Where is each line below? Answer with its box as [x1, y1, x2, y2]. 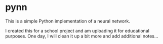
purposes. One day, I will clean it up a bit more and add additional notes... [5, 33, 158, 39]
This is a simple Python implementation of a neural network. [5, 18, 131, 24]
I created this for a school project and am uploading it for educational [5, 27, 149, 33]
